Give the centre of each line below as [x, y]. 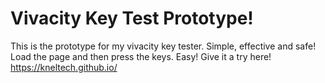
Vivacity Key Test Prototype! [132, 18]
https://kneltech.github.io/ [64, 67]
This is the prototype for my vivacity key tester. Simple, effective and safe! [163, 46]
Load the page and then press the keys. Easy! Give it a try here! [141, 56]
